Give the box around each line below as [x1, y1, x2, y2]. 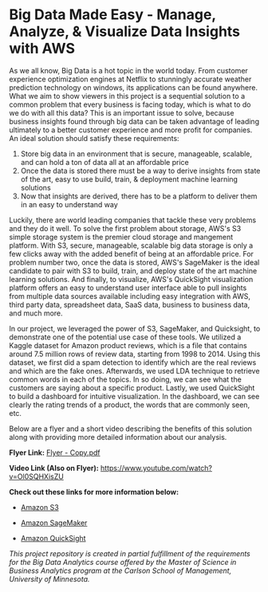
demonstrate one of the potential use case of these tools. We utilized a [9, 332, 242, 342]
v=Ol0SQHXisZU [9, 472, 65, 481]
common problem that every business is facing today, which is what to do [9, 100, 251, 109]
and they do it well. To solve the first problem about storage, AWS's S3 [9, 223, 242, 233]
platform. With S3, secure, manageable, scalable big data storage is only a [9, 241, 254, 250]
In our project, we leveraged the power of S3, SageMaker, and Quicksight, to [9, 323, 261, 333]
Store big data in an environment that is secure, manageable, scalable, [20, 149, 253, 159]
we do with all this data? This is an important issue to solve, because [9, 108, 235, 117]
